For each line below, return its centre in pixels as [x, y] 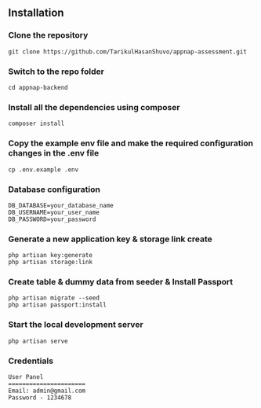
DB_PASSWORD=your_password [52, 219]
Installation [36, 13]
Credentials [31, 361]
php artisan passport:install [58, 305]
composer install [36, 124]
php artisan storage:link [50, 263]
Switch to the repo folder [56, 72]
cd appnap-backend [38, 87]
